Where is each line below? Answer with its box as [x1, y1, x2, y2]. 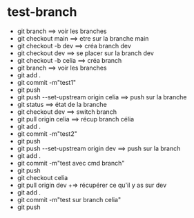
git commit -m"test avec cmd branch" [17, 159, 125, 167]
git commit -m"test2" [17, 129, 77, 138]
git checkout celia [17, 173, 68, 181]
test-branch [7, 4, 77, 20]
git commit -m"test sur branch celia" [17, 195, 122, 204]
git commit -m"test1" [17, 78, 77, 86]
